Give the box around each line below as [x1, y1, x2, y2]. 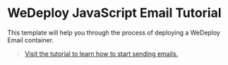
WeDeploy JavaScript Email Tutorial [7, 5, 222, 21]
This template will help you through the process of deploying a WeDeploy [7, 28, 221, 37]
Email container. [7, 35, 54, 44]
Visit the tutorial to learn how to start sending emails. [24, 49, 179, 58]
